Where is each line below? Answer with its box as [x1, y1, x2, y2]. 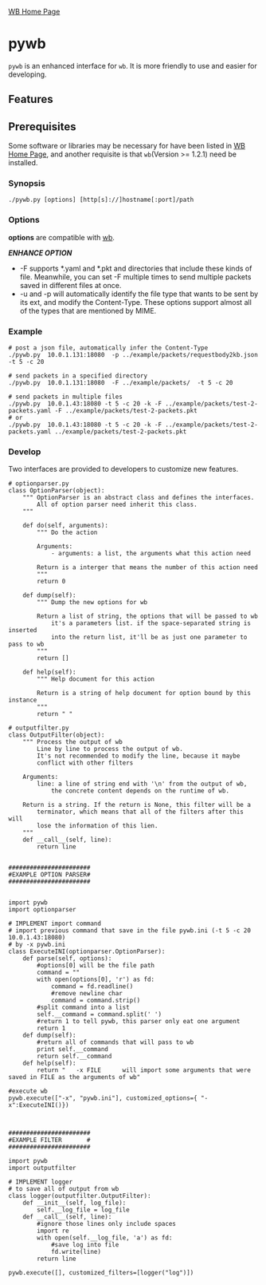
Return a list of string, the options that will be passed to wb [37, 612, 259, 621]
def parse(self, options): [22, 955, 112, 963]
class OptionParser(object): [8, 487, 105, 495]
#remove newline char [50, 990, 123, 998]
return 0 [37, 578, 66, 586]
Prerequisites [8, 120, 76, 133]
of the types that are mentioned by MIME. [19, 306, 157, 315]
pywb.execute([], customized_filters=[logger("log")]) [8, 1269, 194, 1277]
